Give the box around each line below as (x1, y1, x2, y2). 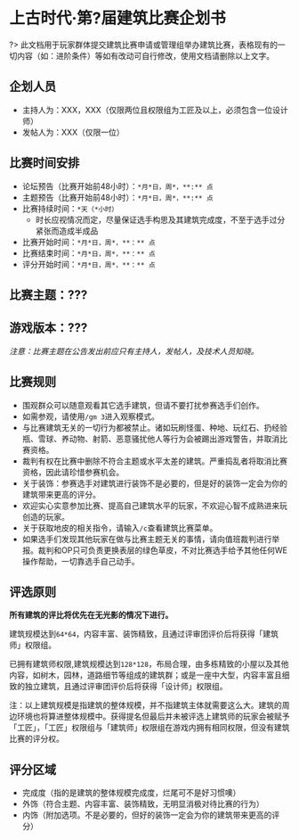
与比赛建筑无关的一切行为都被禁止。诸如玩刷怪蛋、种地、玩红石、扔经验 (21, 422, 287, 432)
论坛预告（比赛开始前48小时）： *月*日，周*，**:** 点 (21, 180, 214, 192)
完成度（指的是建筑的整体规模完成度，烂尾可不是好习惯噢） (21, 787, 241, 798)
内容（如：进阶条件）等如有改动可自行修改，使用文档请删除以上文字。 (16, 50, 274, 61)
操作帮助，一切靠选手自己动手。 (21, 556, 140, 566)
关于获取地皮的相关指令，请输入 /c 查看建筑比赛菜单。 (21, 523, 218, 533)
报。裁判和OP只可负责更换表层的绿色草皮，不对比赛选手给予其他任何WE (21, 545, 287, 556)
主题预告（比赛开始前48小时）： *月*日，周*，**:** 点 (21, 192, 214, 202)
